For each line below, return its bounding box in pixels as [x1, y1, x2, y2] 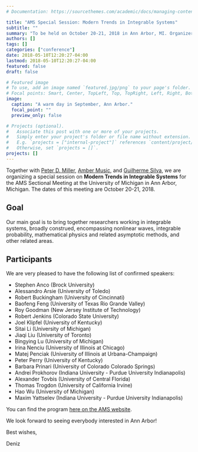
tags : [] [6, 41, 28, 47]
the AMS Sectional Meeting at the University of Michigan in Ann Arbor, [6, 179, 177, 186]
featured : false [6, 63, 46, 69]
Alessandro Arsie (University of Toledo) [14, 288, 111, 295]
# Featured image [6, 79, 49, 86]
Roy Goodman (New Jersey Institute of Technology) [14, 307, 141, 314]
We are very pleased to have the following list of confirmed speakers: [6, 270, 175, 277]
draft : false [6, 69, 38, 74]
